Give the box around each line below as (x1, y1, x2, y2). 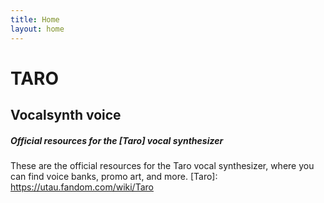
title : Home (10, 14, 60, 25)
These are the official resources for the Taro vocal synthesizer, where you (10, 160, 315, 172)
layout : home (10, 24, 65, 34)
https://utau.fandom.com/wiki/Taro (10, 181, 154, 193)
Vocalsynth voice (10, 107, 122, 124)
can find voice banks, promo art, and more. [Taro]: (10, 171, 218, 183)
